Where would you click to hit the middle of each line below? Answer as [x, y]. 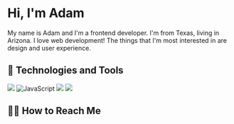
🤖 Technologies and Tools [65, 70]
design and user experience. [49, 48]
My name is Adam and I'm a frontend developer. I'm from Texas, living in [113, 33]
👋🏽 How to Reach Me [54, 111]
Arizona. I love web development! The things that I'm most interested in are [117, 40]
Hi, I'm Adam [46, 13]
